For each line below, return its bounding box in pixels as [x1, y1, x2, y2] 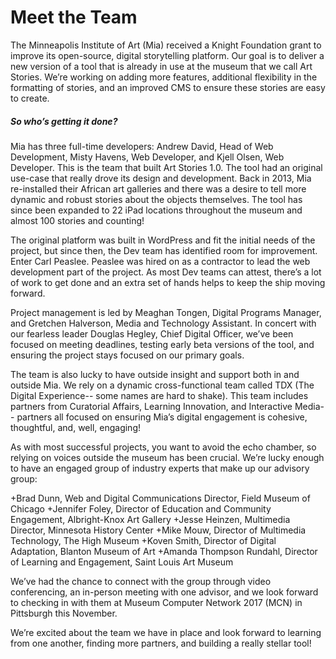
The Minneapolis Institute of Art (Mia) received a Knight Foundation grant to [10, 39, 322, 51]
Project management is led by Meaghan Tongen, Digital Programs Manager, [10, 306, 322, 318]
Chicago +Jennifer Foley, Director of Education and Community [10, 502, 272, 515]
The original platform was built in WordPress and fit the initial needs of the [10, 234, 316, 246]
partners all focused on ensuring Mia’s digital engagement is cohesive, [16, 411, 308, 423]
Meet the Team [10, 6, 138, 29]
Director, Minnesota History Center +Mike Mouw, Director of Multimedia [10, 524, 307, 536]
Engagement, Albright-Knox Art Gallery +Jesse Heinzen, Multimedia [10, 513, 291, 525]
